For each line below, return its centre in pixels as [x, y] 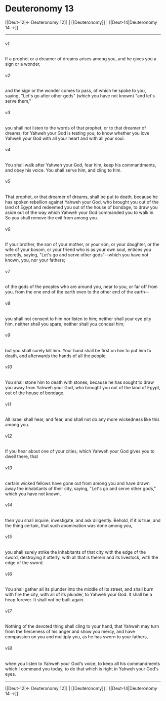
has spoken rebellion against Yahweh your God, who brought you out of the [82, 202]
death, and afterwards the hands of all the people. [56, 356]
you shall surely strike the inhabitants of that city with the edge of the [76, 552]
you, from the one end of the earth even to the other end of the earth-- [77, 292]
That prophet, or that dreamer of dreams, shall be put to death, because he [82, 197]
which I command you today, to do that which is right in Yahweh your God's [82, 669]
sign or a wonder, [23, 64]
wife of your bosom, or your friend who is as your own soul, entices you [78, 249]
